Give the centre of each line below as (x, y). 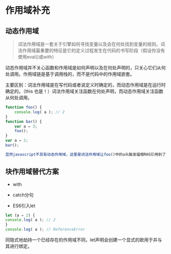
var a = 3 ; (26, 126)
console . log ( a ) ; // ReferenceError (45, 230)
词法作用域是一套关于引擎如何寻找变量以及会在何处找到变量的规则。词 (91, 44)
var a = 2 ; (17, 141)
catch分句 (23, 195)
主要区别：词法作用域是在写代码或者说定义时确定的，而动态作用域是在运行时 (85, 85)
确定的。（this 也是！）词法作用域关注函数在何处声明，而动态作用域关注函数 (84, 91)
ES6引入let (24, 206)
